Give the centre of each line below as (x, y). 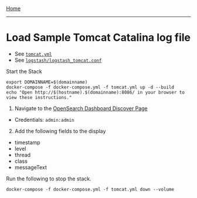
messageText (30, 167)
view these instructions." (39, 97)
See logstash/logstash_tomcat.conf (58, 60)
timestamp (27, 142)
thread (23, 155)
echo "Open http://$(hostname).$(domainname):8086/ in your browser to (95, 92)
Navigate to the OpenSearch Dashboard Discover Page (81, 108)
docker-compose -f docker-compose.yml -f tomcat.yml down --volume (90, 189)
